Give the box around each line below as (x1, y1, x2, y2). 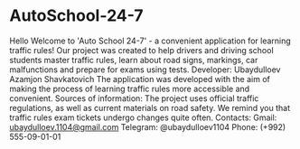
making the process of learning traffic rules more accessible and (9, 83, 250, 94)
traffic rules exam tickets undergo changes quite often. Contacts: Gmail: (9, 112, 277, 123)
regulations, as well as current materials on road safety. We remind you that (9, 102, 291, 113)
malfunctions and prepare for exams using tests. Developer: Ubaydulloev (9, 64, 281, 75)
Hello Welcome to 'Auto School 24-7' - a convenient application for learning (9, 35, 291, 46)
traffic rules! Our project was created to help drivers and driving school (9, 44, 274, 55)
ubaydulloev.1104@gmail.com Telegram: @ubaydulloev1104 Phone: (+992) (9, 121, 286, 132)
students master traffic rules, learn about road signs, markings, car (9, 54, 258, 65)
